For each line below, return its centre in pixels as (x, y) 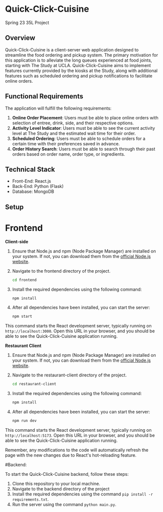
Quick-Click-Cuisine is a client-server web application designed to (72, 49)
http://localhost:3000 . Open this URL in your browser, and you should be (80, 331)
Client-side (17, 241)
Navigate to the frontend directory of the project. (61, 271)
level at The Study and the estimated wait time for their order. (74, 133)
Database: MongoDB (33, 191)
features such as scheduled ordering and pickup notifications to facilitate (79, 76)
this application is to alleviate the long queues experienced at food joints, (79, 60)
